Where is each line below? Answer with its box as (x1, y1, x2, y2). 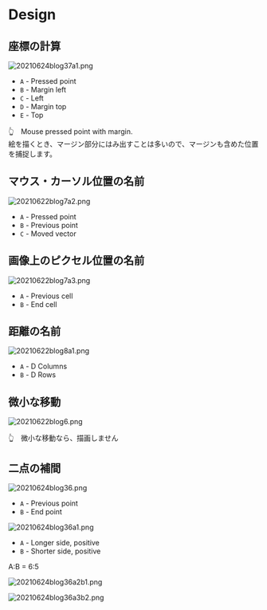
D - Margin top (19, 102, 67, 111)
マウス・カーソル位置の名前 (8, 175, 145, 188)
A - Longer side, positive (19, 538, 100, 548)
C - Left (19, 93, 44, 103)
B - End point (19, 507, 62, 517)
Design (8, 6, 57, 24)
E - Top (19, 110, 44, 120)
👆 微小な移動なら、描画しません (8, 433, 119, 443)
